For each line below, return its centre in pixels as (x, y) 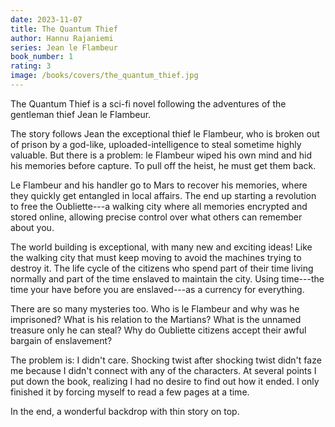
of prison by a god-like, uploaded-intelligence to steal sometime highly (156, 144)
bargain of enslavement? (61, 340)
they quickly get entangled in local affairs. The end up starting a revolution (163, 195)
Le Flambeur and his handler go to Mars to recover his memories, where (159, 185)
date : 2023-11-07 (46, 19)
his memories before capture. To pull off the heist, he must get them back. (163, 165)
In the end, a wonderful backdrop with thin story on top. (125, 411)
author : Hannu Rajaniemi (62, 38)
